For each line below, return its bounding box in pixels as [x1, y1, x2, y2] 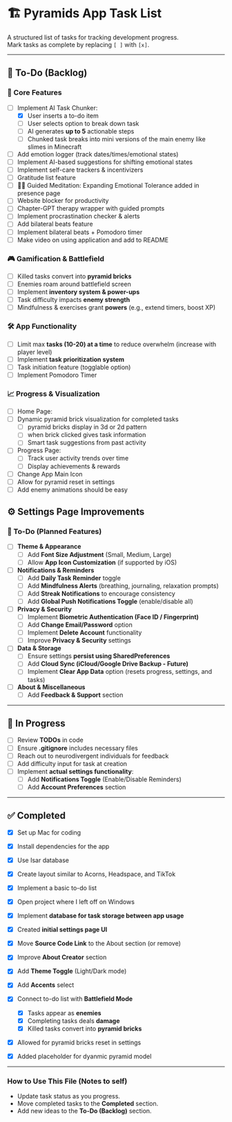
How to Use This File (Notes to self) [7, 1076, 128, 1086]
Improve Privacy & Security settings [27, 636, 131, 645]
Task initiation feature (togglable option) [17, 363, 131, 371]
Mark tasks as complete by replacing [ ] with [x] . [7, 40, 150, 48]
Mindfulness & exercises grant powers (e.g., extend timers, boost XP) [17, 303, 216, 312]
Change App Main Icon [17, 470, 83, 478]
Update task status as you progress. [17, 1092, 121, 1101]
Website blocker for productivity [17, 197, 109, 205]
